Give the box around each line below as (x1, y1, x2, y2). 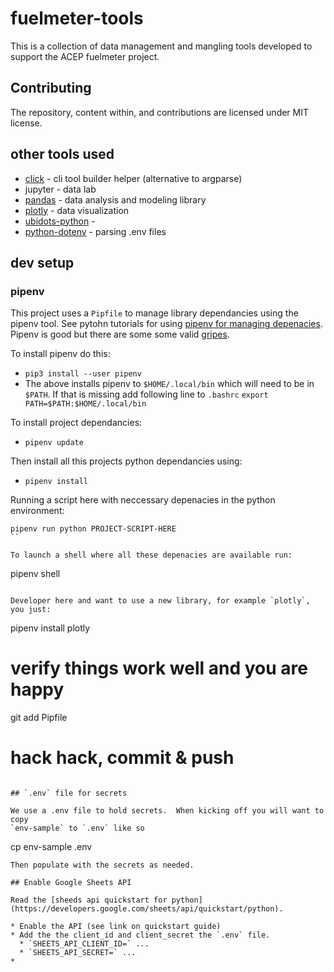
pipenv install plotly (10, 622, 91, 634)
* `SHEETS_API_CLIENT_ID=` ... (19, 939, 150, 949)
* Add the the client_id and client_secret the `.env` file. (10, 930, 271, 941)
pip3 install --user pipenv (24, 369, 142, 379)
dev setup (10, 254, 75, 271)
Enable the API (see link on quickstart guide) (19, 922, 222, 932)
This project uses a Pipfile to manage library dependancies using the (10, 307, 299, 319)
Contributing (10, 80, 92, 97)
